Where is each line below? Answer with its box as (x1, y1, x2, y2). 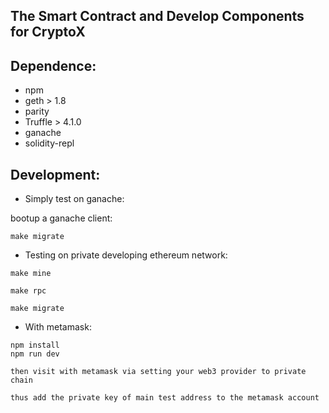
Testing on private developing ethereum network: (24, 249, 228, 261)
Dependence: (10, 57, 97, 74)
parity (24, 105, 50, 118)
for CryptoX (10, 24, 86, 41)
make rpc (10, 286, 47, 296)
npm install (10, 340, 60, 351)
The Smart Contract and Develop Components (10, 8, 305, 25)
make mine (10, 269, 52, 279)
